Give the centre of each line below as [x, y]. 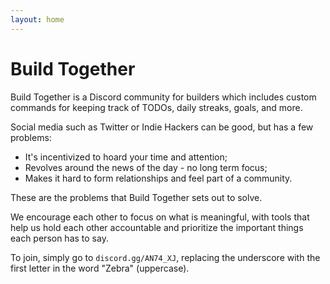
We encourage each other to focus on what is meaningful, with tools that [160, 217]
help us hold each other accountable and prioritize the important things [157, 227]
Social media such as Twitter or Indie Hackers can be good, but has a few [162, 127]
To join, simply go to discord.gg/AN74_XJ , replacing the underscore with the [165, 257]
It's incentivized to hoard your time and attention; [126, 157]
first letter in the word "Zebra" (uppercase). [100, 268]
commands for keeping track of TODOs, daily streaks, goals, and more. [156, 107]
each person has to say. [59, 238]
